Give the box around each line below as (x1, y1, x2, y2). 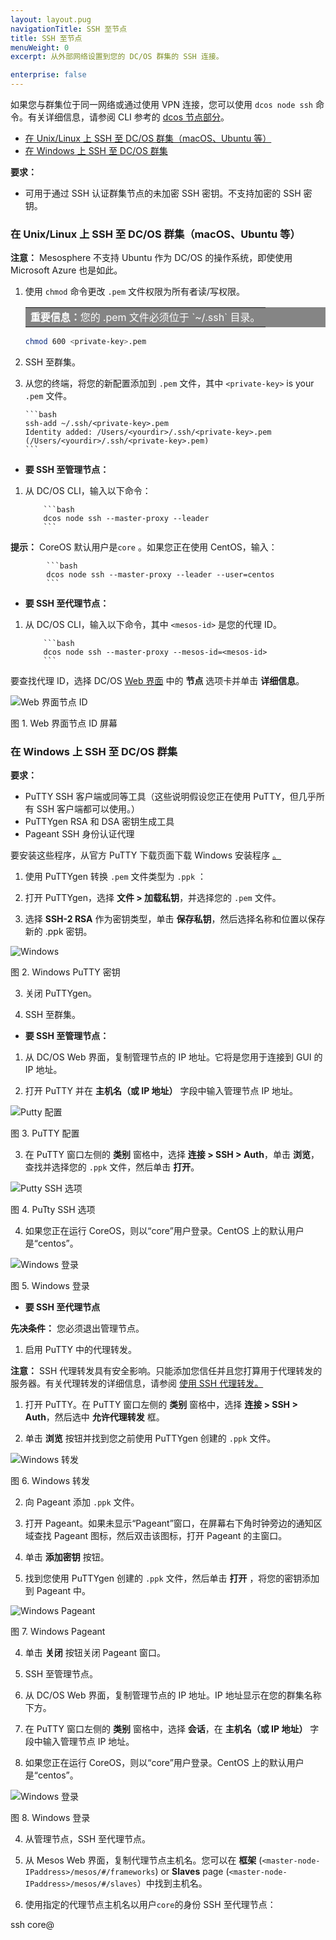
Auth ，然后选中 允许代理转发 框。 (24, 1411, 165, 1423)
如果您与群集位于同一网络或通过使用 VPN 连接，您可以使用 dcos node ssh (10, 99, 314, 110)
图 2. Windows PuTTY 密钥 (10, 966, 121, 978)
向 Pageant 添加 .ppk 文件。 (24, 1496, 140, 1508)
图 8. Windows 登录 (10, 1812, 91, 1824)
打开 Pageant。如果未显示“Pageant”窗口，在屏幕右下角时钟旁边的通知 (24, 1517, 314, 1530)
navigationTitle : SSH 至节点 (10, 24, 128, 34)
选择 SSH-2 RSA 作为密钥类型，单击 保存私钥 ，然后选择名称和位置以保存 (24, 913, 326, 925)
